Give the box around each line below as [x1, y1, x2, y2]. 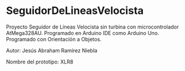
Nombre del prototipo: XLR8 [6, 58, 74, 65]
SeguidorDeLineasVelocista [6, 4, 144, 17]
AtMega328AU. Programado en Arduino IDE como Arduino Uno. [6, 29, 159, 36]
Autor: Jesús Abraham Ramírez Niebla [6, 47, 97, 54]
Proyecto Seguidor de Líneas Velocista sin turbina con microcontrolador [6, 23, 179, 30]
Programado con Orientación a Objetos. [6, 35, 102, 42]
